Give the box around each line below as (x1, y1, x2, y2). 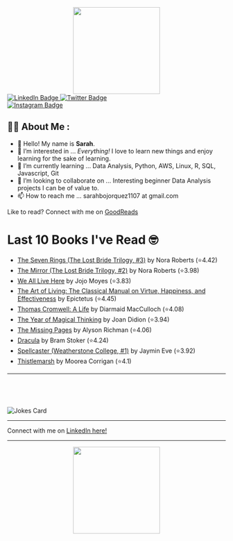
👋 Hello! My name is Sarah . (17, 139, 96, 148)
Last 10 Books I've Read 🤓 (7, 232, 159, 247)
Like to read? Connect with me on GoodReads (7, 208, 139, 216)
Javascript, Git (17, 169, 59, 177)
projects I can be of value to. (17, 183, 99, 192)
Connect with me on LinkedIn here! (7, 426, 107, 435)
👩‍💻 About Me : (7, 121, 71, 133)
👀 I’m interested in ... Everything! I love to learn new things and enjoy (17, 147, 214, 155)
